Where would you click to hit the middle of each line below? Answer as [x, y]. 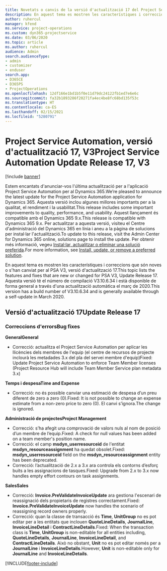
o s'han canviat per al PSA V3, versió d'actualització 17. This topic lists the [80, 270]
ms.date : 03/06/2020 [27, 38]
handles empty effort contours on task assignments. [66, 476]
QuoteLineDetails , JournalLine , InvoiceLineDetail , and [69, 538]
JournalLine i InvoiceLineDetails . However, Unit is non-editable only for [86, 549]
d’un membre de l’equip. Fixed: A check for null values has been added [84, 434]
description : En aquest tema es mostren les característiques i [73, 14]
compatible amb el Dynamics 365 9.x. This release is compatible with [75, 218]
